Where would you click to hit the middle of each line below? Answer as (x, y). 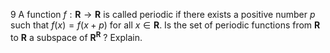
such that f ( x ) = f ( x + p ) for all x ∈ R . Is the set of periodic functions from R (165, 25)
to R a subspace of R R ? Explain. (76, 36)
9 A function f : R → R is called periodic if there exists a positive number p (163, 14)
